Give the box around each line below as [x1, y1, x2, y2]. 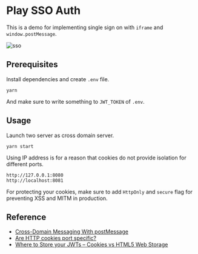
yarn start [6, 143, 34, 149]
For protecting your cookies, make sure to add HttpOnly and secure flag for [6, 188, 193, 195]
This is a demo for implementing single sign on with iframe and [6, 24, 163, 31]
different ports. [6, 160, 44, 167]
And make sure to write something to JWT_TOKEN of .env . [6, 98, 145, 105]
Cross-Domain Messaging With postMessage [15, 228, 129, 235]
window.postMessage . [6, 30, 57, 37]
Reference [6, 212, 47, 222]
